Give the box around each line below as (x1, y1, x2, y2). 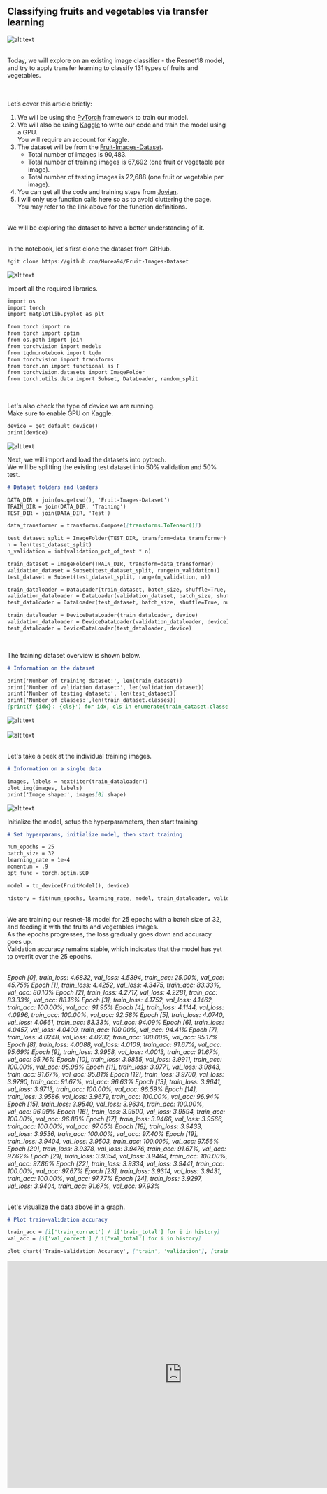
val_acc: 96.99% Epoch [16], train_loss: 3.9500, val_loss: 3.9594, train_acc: (7, 1107, 226, 1116)
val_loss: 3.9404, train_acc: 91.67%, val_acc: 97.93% (7, 1182, 161, 1190)
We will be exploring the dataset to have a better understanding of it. (7, 223, 205, 232)
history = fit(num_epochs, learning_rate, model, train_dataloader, (7, 894, 211, 902)
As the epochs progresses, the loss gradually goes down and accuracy (7, 929, 212, 938)
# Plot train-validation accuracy (7, 1216, 108, 1223)
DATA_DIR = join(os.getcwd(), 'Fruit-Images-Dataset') (7, 497, 170, 504)
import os (7, 298, 36, 305)
